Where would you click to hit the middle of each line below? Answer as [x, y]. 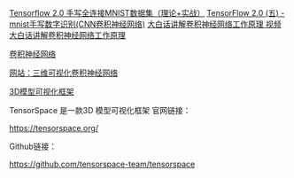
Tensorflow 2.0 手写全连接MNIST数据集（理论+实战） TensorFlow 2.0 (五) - [147, 13]
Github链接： [33, 146]
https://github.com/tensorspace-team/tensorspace [102, 164]
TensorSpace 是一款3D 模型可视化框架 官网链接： [100, 110]
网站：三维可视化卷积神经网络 [63, 73]
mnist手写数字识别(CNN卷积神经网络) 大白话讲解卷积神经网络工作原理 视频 [145, 24]
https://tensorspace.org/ [54, 128]
